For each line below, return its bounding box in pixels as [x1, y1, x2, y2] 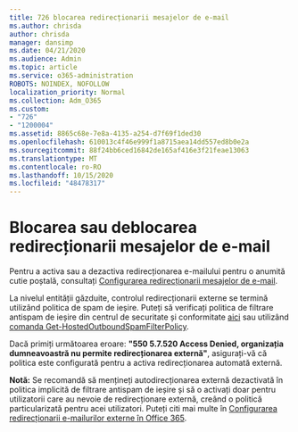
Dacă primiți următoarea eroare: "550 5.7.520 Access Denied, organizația [9, 338, 284, 349]
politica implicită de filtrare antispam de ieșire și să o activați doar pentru [9, 385, 277, 395]
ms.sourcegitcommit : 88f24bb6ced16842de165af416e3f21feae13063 [9, 145, 250, 154]
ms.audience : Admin [9, 54, 82, 63]
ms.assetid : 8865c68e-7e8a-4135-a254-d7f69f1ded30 [9, 129, 202, 138]
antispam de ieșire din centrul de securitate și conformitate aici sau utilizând [9, 312, 290, 322]
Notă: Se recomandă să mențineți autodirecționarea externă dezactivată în [9, 375, 284, 386]
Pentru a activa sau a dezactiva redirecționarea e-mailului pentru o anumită [9, 266, 286, 277]
